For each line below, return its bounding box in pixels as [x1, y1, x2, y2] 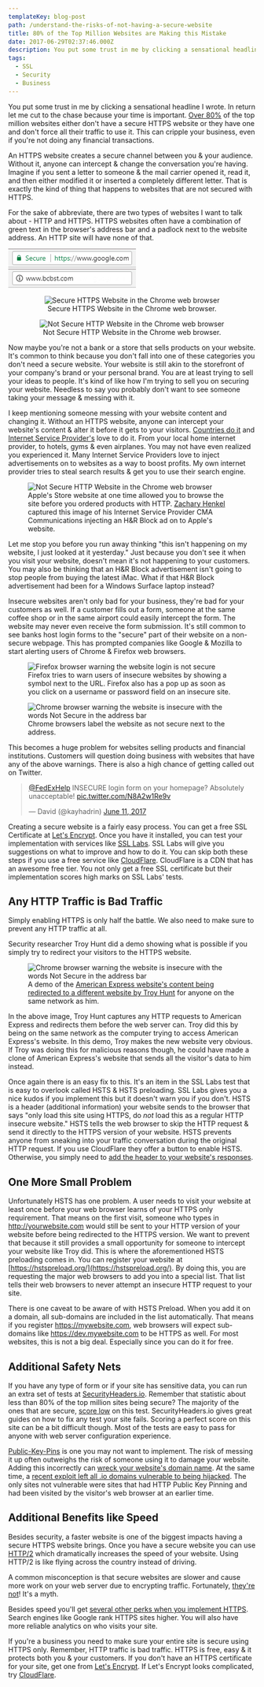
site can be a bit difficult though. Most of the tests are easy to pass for [8, 1423, 236, 1432]
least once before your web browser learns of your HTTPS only [8, 1205, 214, 1214]
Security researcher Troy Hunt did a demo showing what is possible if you [8, 939, 247, 949]
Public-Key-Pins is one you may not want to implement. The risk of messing [8, 1447, 254, 1456]
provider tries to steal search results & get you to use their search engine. [8, 466, 246, 476]
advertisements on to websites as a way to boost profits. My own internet [8, 458, 246, 468]
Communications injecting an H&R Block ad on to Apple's [27, 515, 213, 525]
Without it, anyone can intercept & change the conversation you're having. [8, 158, 249, 169]
